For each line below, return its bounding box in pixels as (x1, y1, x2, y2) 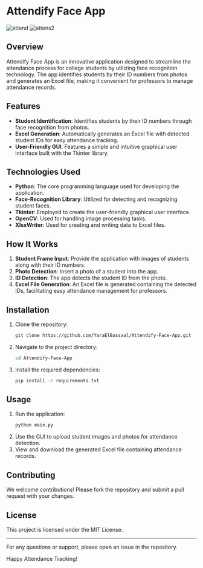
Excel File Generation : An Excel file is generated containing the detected (14, 281, 196, 288)
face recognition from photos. (14, 123, 89, 131)
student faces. (14, 202, 51, 209)
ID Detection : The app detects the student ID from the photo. (14, 274, 167, 282)
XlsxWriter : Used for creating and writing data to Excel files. (14, 221, 166, 229)
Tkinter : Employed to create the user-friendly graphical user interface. (14, 209, 191, 216)
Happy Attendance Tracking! (6, 555, 77, 562)
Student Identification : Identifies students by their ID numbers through (14, 117, 192, 125)
